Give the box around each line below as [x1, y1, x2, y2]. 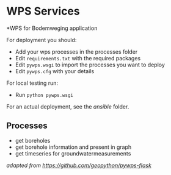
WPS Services [6, 4, 81, 18]
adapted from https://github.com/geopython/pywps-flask [6, 162, 151, 169]
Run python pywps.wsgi [15, 91, 73, 98]
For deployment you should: [6, 36, 77, 43]
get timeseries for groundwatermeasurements [15, 149, 131, 157]
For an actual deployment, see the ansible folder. [6, 102, 129, 110]
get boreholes [15, 137, 51, 144]
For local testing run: [6, 79, 59, 87]
